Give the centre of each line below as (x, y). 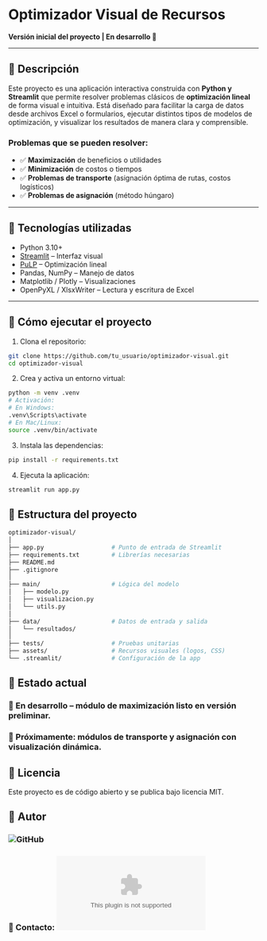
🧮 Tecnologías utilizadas (70, 228)
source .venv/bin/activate (53, 430)
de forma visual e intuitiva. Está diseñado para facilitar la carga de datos (126, 105)
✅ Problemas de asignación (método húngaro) (97, 196)
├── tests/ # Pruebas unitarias (94, 644)
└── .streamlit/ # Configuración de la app (104, 659)
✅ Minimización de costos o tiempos (81, 169)
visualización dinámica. (55, 747)
